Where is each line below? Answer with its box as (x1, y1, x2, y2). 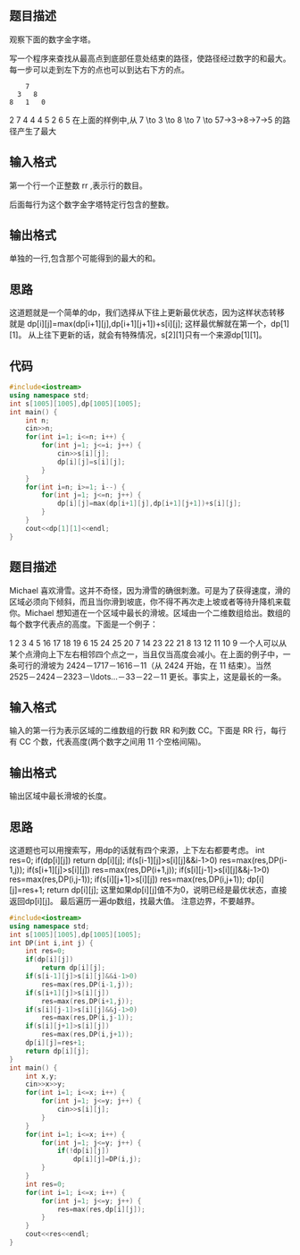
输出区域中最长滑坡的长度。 (9, 790, 112, 801)
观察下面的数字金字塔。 (9, 34, 96, 45)
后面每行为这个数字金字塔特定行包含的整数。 (9, 199, 174, 209)
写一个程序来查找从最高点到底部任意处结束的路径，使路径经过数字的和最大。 (9, 53, 291, 64)
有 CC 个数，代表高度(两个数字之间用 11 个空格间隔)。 (9, 737, 206, 747)
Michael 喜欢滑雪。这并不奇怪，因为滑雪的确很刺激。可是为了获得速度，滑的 (9, 585, 291, 595)
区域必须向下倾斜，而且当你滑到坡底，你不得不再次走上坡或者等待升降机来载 (9, 596, 291, 607)
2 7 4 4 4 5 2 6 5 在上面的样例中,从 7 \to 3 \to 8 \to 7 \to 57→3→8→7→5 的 (9, 115, 283, 125)
